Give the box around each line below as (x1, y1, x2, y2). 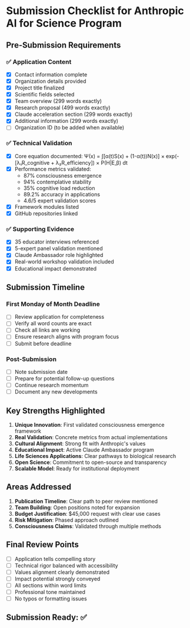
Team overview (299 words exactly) (14, 98, 102, 105)
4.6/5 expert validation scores (23, 197, 96, 204)
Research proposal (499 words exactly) (14, 104, 111, 111)
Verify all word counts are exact (14, 320, 92, 327)
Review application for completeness (14, 313, 105, 320)
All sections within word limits (14, 582, 87, 589)
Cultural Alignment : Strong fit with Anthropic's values (14, 440, 146, 447)
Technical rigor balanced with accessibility (14, 562, 119, 569)
